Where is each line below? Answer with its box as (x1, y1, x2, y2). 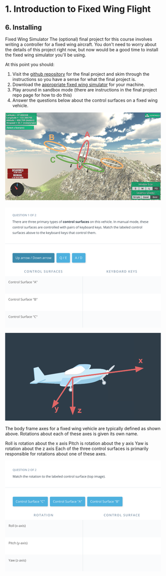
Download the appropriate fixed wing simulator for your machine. (12, 82, 145, 87)
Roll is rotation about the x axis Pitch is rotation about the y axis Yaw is (5, 440, 148, 446)
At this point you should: (5, 62, 55, 67)
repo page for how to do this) (12, 92, 72, 98)
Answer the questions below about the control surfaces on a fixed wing (12, 97, 158, 103)
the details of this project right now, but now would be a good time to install (5, 47, 159, 52)
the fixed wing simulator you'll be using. (5, 52, 86, 58)
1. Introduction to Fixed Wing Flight (5, 3, 151, 15)
